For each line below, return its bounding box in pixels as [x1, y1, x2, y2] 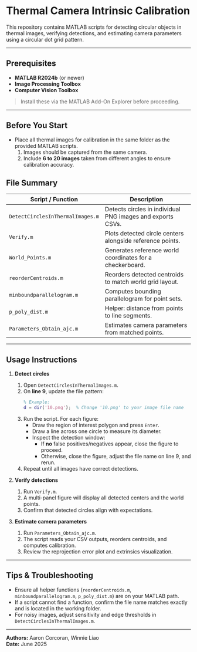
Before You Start [6, 120, 68, 130]
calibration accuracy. [23, 161, 74, 168]
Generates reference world [104, 246, 179, 255]
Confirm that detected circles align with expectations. [23, 506, 153, 514]
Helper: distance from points [104, 304, 184, 312]
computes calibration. [23, 542, 76, 549]
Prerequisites [6, 59, 56, 69]
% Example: [23, 399, 50, 406]
